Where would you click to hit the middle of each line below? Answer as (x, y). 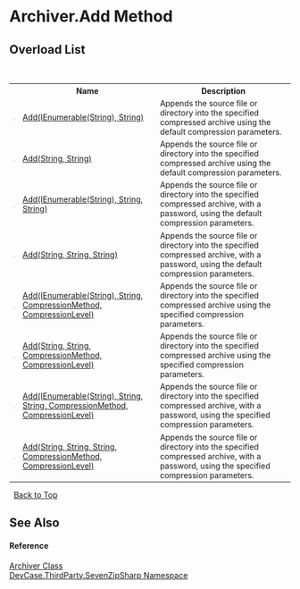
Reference (29, 545)
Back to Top (35, 495)
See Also (34, 523)
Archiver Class (36, 566)
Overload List (47, 50)
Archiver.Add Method (91, 17)
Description (223, 90)
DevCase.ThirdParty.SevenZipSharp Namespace (99, 575)
